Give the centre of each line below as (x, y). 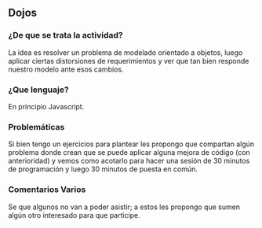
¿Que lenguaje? (38, 90)
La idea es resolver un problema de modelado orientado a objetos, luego (126, 52)
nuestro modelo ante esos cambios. (66, 69)
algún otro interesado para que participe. (75, 215)
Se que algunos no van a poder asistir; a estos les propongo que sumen (124, 207)
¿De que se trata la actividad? (65, 35)
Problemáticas (36, 127)
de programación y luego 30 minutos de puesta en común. (103, 169)
